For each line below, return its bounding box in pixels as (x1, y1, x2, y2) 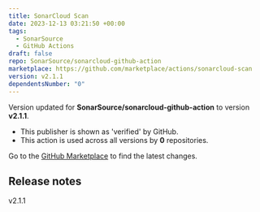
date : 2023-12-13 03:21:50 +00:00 (8, 19, 126, 28)
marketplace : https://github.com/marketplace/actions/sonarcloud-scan (8, 65, 253, 73)
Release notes (8, 174, 82, 188)
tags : (8, 27, 27, 35)
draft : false (8, 50, 53, 58)
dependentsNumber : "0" (8, 80, 85, 88)
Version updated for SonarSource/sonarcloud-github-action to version (8, 102, 250, 112)
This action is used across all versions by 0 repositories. (19, 135, 209, 145)
